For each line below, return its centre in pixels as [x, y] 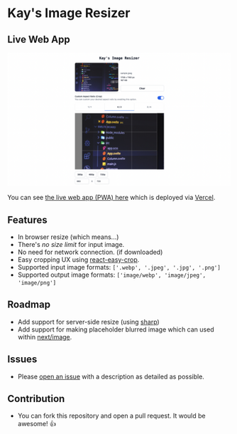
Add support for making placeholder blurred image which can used [116, 329]
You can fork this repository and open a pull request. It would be [111, 416]
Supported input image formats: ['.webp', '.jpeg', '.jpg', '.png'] [119, 268]
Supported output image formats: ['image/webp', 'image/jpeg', [112, 275]
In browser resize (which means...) [68, 237]
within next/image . [45, 337]
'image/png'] [37, 283]
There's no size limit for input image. [71, 245]
